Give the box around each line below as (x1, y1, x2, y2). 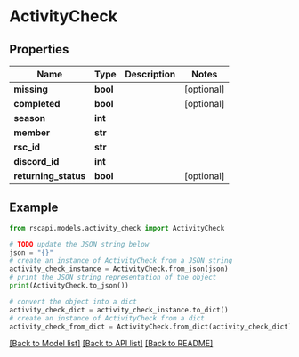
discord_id (13, 156, 60, 167)
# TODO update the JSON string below (9, 239, 149, 248)
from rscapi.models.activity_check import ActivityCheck (9, 223, 225, 232)
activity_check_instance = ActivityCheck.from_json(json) (9, 264, 229, 273)
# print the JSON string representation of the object (9, 273, 217, 282)
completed (13, 98, 61, 110)
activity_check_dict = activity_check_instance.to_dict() (9, 305, 229, 314)
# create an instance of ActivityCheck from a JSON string (9, 256, 233, 265)
